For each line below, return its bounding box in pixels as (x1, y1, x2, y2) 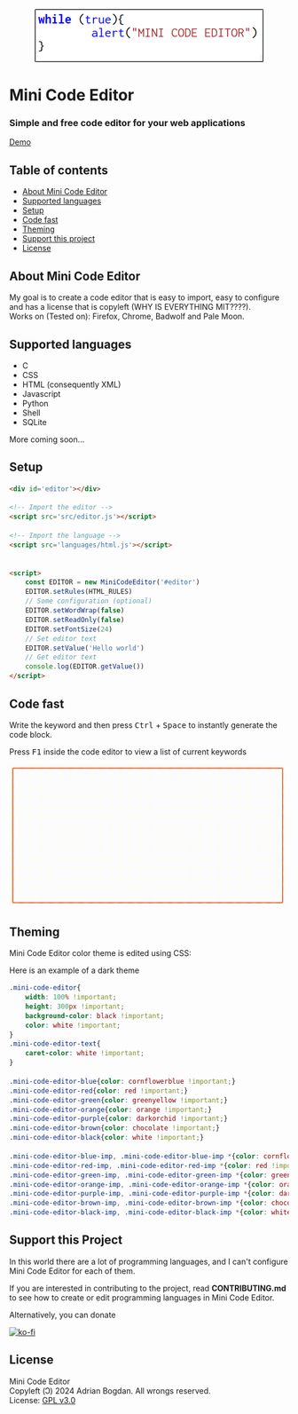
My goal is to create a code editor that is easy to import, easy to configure (9, 292, 280, 303)
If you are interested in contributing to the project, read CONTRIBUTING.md (9, 1283, 286, 1293)
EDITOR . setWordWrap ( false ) (25, 606, 125, 615)
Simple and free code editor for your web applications (9, 117, 246, 130)
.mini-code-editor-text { (9, 1039, 101, 1048)
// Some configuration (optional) (25, 596, 153, 606)
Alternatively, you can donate (9, 1309, 117, 1320)
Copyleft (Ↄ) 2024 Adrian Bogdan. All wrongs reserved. (9, 1385, 211, 1396)
